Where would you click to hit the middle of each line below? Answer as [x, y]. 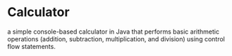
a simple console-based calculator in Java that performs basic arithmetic [114, 31]
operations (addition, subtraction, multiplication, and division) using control [116, 38]
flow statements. [32, 46]
